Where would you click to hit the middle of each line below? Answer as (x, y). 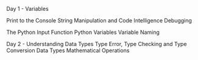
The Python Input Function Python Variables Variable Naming (83, 32)
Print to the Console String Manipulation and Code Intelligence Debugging (99, 20)
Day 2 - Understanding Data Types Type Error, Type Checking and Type (97, 44)
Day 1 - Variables (27, 9)
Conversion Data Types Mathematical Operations (68, 50)
